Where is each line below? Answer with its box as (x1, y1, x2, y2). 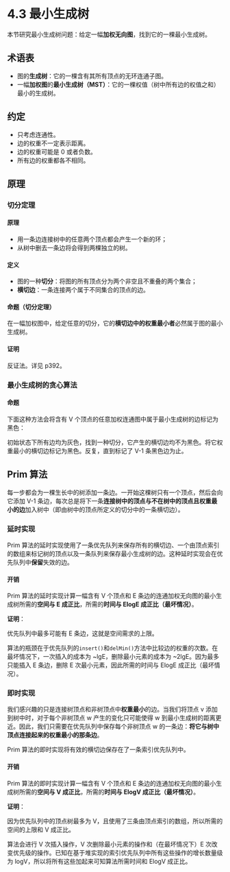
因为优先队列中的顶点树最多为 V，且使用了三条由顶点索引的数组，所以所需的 (7, 816, 223, 825)
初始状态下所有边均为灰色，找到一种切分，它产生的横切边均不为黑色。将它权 (7, 438, 223, 446)
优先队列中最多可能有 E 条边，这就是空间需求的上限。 (7, 629, 159, 638)
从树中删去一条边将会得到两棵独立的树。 (16, 244, 131, 252)
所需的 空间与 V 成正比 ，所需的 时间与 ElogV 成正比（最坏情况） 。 (18, 788, 200, 796)
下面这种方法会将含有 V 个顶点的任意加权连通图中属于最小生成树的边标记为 (7, 415, 219, 423)
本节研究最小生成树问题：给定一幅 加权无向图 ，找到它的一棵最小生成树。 (7, 30, 211, 38)
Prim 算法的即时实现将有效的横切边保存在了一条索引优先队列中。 (7, 745, 190, 754)
